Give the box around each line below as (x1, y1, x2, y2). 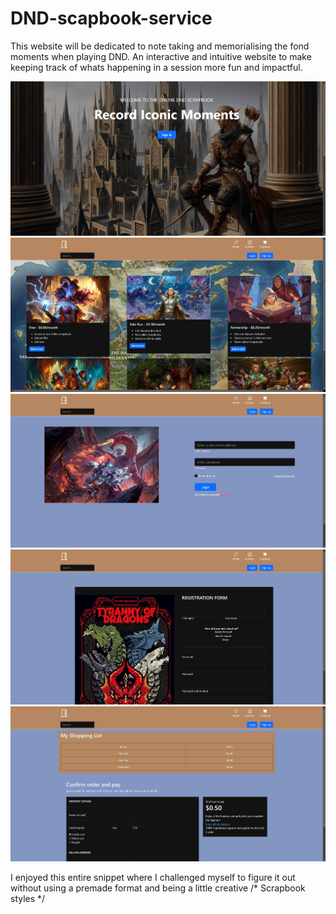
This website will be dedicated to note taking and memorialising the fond (10, 40, 310, 52)
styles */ (10, 892, 46, 904)
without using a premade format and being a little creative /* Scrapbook (10, 882, 306, 894)
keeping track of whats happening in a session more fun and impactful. (10, 61, 303, 73)
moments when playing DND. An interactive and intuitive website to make (10, 50, 312, 62)
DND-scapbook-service (10, 7, 213, 30)
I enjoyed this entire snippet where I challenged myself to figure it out (10, 871, 296, 883)
